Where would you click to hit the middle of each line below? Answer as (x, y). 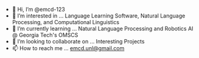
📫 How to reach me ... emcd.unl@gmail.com (68, 48)
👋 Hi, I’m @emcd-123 (38, 9)
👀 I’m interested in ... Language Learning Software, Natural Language (99, 16)
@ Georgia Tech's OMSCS (45, 35)
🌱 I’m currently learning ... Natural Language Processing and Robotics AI (103, 28)
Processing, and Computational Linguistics (66, 22)
